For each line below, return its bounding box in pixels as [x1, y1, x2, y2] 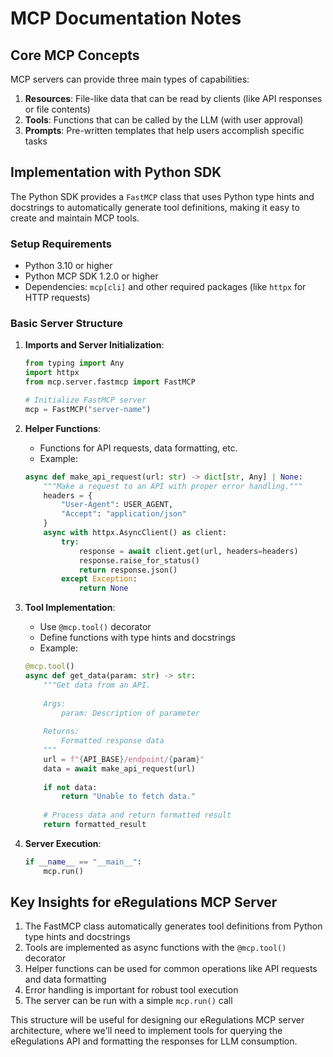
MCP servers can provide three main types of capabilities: [10, 73, 250, 85]
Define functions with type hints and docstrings [39, 632, 236, 644]
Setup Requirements [10, 237, 112, 251]
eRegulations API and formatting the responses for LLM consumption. [10, 1035, 298, 1047]
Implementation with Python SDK [10, 164, 222, 181]
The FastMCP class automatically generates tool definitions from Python [24, 920, 323, 932]
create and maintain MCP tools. [10, 212, 140, 224]
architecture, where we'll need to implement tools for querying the [10, 1025, 283, 1037]
